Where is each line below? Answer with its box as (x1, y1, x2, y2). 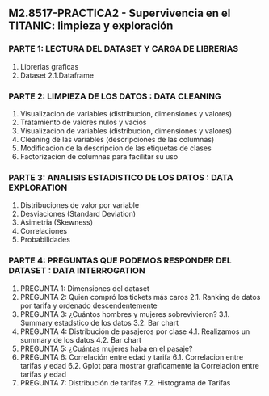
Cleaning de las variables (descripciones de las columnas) (19, 134, 215, 144)
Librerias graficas (19, 61, 79, 71)
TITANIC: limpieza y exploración (8, 19, 174, 33)
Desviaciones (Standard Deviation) (19, 209, 136, 219)
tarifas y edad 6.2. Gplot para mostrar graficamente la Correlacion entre (19, 360, 260, 370)
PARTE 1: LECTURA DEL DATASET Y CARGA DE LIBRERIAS (8, 44, 239, 55)
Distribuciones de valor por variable (19, 200, 140, 210)
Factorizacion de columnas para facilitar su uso (19, 151, 179, 161)
